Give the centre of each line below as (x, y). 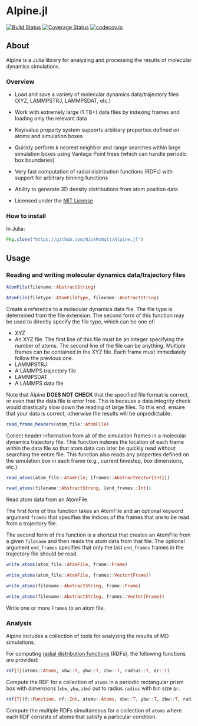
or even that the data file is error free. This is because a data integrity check (98, 401)
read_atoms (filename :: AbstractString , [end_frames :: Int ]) (79, 488)
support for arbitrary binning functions (61, 178)
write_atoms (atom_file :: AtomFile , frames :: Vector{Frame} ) (79, 575)
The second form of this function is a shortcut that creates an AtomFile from (98, 535)
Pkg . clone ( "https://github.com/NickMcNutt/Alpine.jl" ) (75, 240)
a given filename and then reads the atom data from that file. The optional (96, 541)
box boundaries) (34, 160)
